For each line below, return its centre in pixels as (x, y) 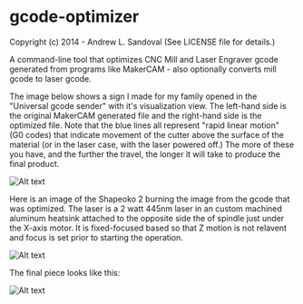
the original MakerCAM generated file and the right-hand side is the (136, 115)
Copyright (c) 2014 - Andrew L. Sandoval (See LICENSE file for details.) (142, 42)
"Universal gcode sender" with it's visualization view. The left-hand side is (148, 105)
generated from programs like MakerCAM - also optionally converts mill (143, 69)
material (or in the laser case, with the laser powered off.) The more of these (152, 144)
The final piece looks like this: (65, 272)
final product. (34, 163)
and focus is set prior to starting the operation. (96, 237)
